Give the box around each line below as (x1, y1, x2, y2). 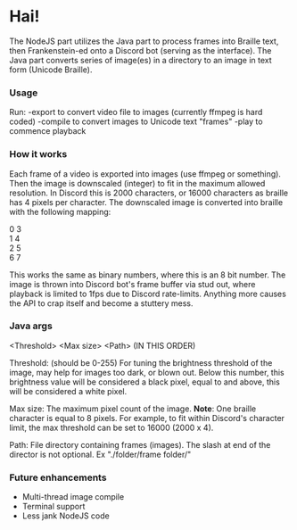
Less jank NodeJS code (21, 510, 110, 521)
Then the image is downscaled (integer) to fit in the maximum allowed (9, 178, 266, 188)
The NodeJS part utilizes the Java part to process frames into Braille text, (9, 36, 279, 46)
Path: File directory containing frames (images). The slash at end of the (9, 439, 271, 450)
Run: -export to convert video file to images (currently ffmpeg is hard (9, 107, 263, 118)
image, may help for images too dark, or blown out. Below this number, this (9, 367, 285, 377)
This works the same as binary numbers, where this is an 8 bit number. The (9, 269, 286, 280)
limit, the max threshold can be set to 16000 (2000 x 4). (9, 422, 214, 433)
